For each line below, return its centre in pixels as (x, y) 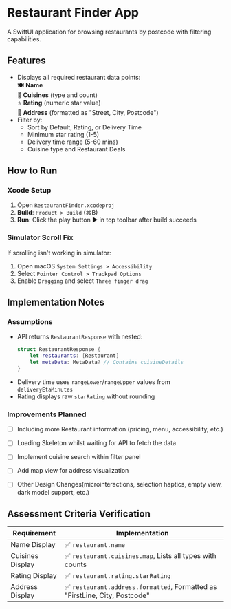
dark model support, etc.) (53, 492)
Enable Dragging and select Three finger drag (82, 281)
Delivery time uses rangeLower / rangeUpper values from (93, 382)
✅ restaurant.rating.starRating (118, 576)
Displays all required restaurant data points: (79, 77)
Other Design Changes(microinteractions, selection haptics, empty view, (119, 484)
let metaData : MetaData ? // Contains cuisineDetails (107, 363)
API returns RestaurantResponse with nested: (80, 337)
